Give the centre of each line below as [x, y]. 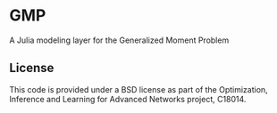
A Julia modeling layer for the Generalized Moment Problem [119, 40]
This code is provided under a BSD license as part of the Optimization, [138, 89]
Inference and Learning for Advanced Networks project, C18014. [128, 99]
